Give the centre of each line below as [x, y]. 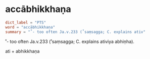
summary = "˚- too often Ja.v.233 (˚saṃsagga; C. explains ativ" [75, 32]
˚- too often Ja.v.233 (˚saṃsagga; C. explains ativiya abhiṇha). [70, 41]
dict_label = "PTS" [26, 22]
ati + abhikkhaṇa [22, 51]
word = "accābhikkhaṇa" [30, 27]
